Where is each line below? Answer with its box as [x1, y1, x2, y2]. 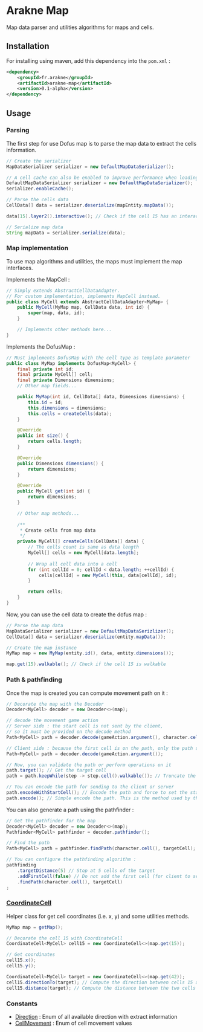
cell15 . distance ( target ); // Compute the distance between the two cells [6, 985, 196, 991]
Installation [6, 41, 50, 51]
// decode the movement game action [6, 717, 98, 724]
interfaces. [6, 264, 33, 271]
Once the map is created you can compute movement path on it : [6, 689, 168, 697]
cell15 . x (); [6, 957, 36, 964]
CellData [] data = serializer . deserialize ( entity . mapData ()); [6, 634, 166, 640]
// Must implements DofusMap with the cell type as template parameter [6, 355, 190, 361]
